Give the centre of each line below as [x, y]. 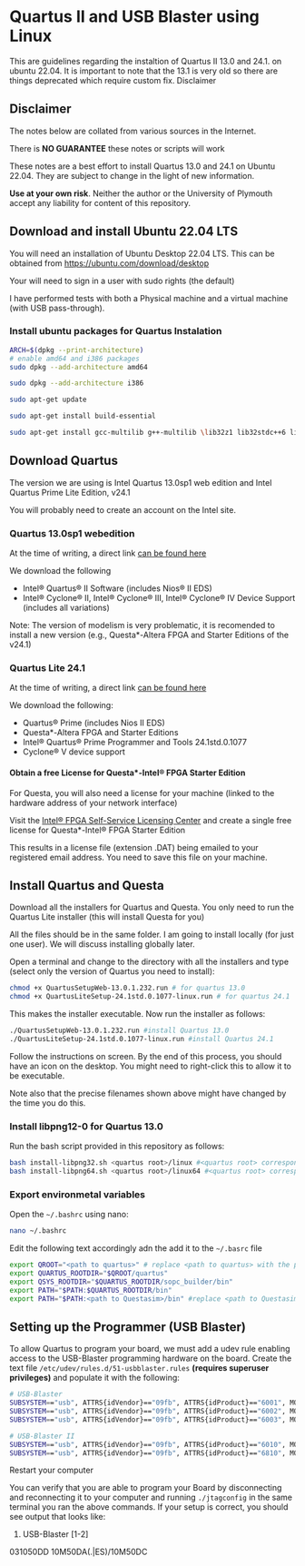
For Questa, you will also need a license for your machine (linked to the [142, 793]
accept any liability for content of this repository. [100, 202]
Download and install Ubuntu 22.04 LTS [124, 232]
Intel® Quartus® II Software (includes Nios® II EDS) [118, 588]
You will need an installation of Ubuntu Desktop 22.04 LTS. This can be [142, 253]
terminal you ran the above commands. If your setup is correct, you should [149, 1507]
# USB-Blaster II [42, 1436]
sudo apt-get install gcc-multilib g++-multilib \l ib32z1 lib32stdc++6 [148, 433]
